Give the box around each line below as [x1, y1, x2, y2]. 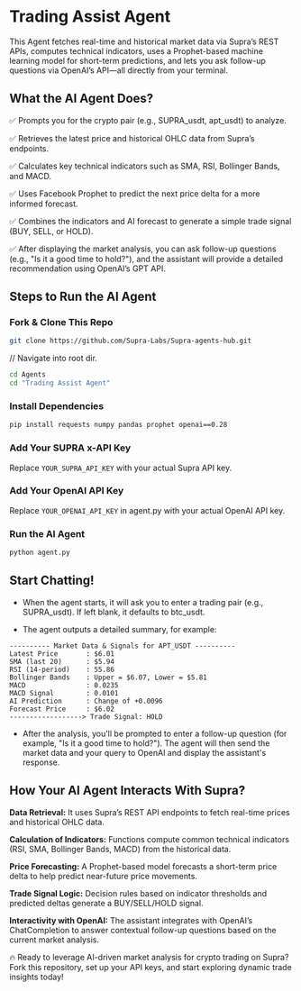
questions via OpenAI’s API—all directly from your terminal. [9, 65, 229, 76]
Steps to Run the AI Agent [9, 289, 157, 305]
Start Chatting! [9, 573, 95, 588]
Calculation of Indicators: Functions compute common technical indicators [9, 833, 290, 844]
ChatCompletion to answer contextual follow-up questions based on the [9, 924, 277, 935]
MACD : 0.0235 [9, 680, 119, 690]
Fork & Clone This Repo [9, 316, 114, 329]
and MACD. [9, 170, 52, 181]
